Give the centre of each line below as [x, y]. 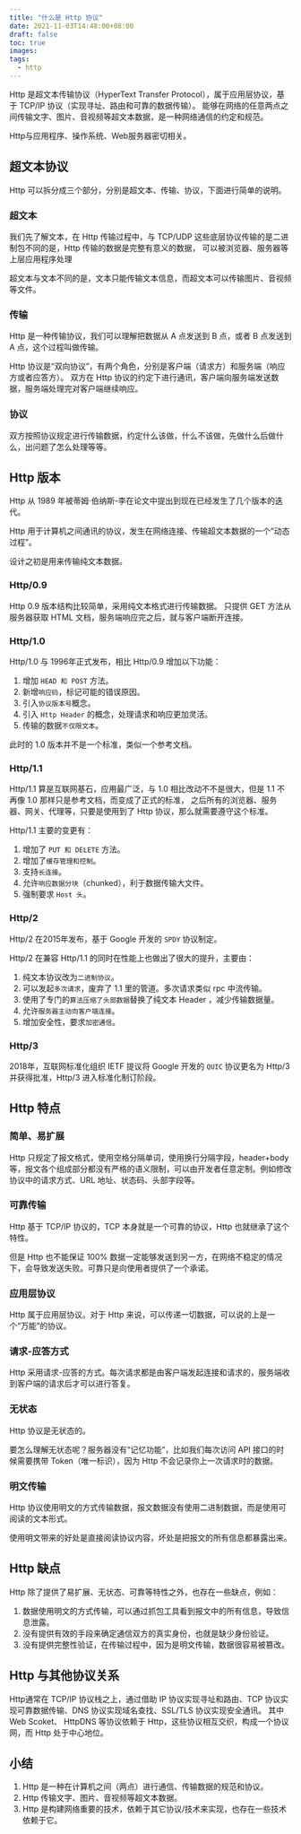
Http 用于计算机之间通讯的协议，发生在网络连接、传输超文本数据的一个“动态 [150, 531]
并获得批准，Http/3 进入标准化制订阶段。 [85, 1077]
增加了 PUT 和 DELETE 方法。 [73, 849]
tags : [19, 59]
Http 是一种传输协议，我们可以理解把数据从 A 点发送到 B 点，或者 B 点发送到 [150, 336]
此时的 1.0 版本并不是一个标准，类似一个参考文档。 [103, 744]
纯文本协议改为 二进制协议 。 [70, 977]
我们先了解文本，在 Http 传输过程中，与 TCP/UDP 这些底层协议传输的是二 [145, 236]
